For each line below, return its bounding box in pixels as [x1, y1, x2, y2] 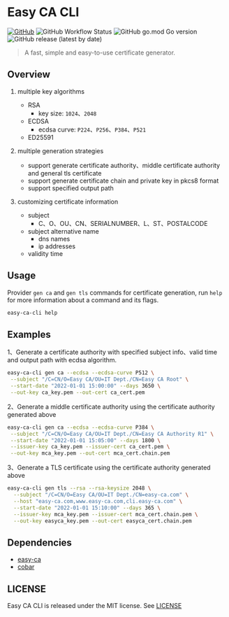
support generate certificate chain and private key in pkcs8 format [27, 176, 219, 185]
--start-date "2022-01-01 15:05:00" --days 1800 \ [10, 437, 161, 444]
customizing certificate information [17, 197, 119, 206]
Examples [7, 328, 51, 340]
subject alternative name [27, 227, 99, 235]
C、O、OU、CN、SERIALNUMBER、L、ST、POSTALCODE [38, 219, 208, 227]
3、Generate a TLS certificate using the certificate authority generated [7, 463, 211, 472]
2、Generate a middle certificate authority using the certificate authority [7, 402, 215, 411]
